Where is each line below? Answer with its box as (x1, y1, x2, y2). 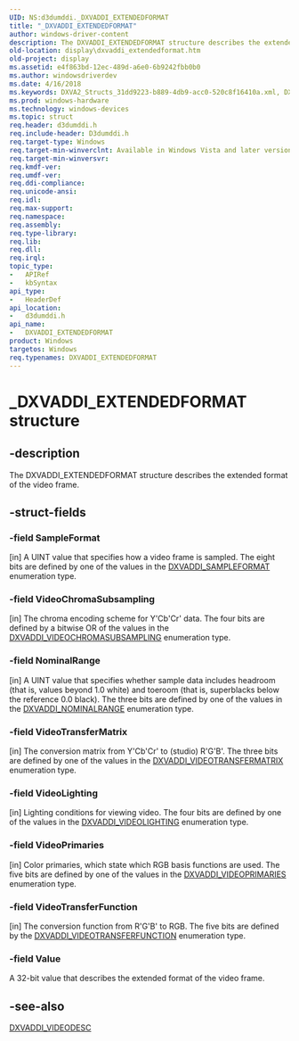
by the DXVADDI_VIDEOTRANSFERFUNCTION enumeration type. (9, 929, 246, 941)
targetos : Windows (9, 344, 77, 353)
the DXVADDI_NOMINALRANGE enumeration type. (9, 703, 194, 714)
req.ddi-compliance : (9, 179, 86, 188)
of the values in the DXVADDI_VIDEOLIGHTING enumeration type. (9, 817, 249, 828)
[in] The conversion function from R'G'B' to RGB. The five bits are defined (9, 921, 279, 931)
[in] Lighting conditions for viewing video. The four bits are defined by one (9, 807, 282, 818)
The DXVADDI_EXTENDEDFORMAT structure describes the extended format (9, 469, 288, 480)
